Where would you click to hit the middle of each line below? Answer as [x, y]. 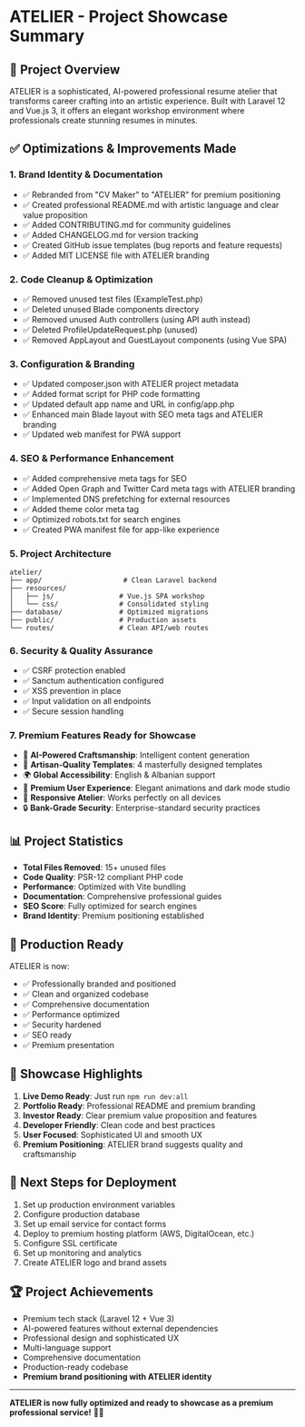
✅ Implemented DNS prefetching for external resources [126, 499]
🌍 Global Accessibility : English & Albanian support [119, 775]
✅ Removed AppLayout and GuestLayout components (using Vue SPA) [155, 340]
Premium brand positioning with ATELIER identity [117, 1376]
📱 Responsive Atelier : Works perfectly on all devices [122, 798]
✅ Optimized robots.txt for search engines [102, 519]
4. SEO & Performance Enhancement [92, 459]
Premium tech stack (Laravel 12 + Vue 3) [98, 1318]
